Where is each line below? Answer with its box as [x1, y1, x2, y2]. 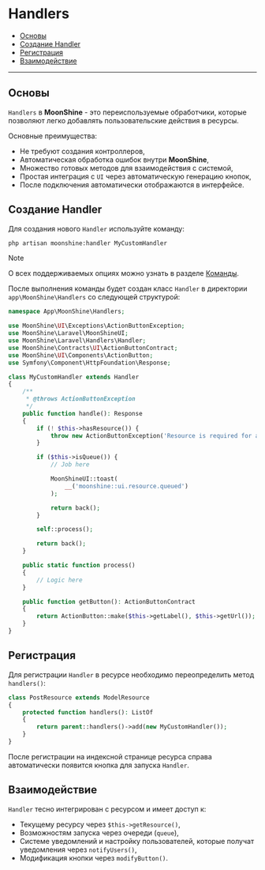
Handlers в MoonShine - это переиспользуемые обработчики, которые [8, 107, 247, 117]
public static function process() [22, 562, 136, 570]
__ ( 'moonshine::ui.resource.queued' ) [64, 482, 189, 490]
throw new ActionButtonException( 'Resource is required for [50, 431, 252, 439]
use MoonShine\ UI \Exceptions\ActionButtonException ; [8, 322, 185, 330]
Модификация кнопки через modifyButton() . [19, 853, 168, 862]
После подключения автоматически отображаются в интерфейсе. [19, 179, 244, 190]
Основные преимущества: [8, 131, 97, 141]
